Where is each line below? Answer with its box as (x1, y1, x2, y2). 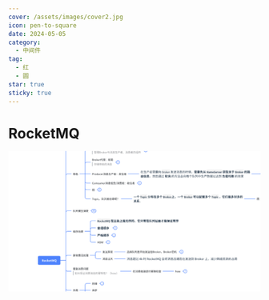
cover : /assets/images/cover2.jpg (8, 13, 124, 21)
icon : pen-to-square (8, 21, 78, 30)
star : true (8, 80, 45, 88)
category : (8, 38, 42, 46)
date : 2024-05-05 (8, 30, 66, 38)
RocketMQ (8, 124, 80, 142)
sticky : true (8, 89, 52, 97)
